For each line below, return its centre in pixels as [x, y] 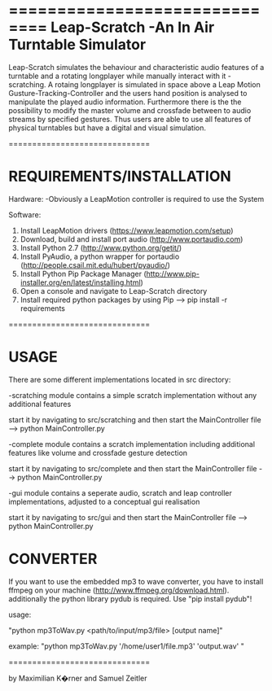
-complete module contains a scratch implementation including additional [132, 444]
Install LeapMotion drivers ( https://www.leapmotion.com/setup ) [127, 230]
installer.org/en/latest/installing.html [80, 282]
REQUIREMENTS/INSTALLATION [120, 177]
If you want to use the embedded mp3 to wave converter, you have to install [136, 581]
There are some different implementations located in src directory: [120, 379]
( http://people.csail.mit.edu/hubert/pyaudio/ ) [95, 265]
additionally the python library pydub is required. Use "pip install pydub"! [130, 598]
